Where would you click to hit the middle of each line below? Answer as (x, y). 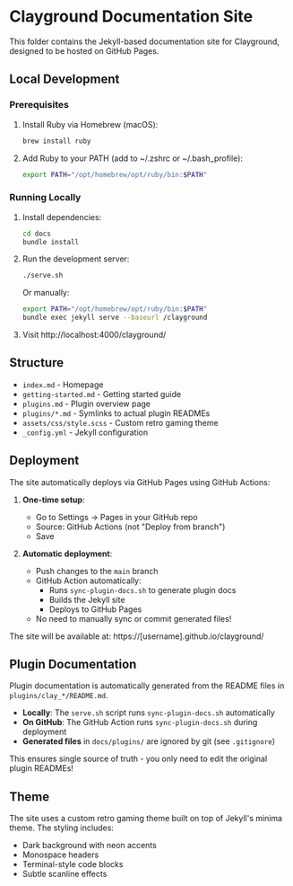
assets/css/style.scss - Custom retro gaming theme (120, 422)
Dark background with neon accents (89, 846)
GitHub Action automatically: (88, 580)
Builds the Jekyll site (87, 599)
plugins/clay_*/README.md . (59, 696)
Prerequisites (39, 105)
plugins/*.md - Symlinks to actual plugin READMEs (116, 413)
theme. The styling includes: (62, 828)
